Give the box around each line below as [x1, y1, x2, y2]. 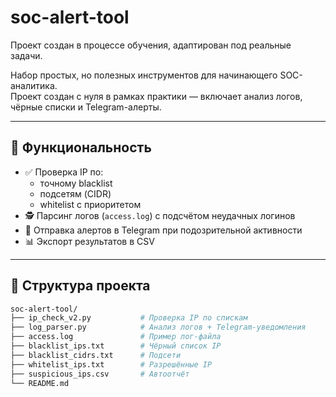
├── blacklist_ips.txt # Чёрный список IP [10, 341, 222, 351]
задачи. [10, 49, 43, 61]
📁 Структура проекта [10, 277, 151, 295]
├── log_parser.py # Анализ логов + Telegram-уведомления [10, 322, 307, 333]
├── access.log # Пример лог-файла [10, 332, 222, 342]
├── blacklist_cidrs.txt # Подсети [10, 350, 182, 360]
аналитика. [10, 79, 58, 91]
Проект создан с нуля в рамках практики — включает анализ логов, [10, 90, 303, 102]
